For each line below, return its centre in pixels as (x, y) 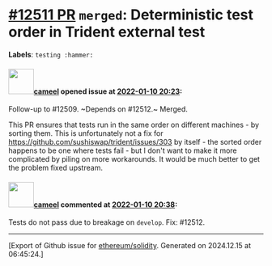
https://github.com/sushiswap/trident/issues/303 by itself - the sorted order (135, 142)
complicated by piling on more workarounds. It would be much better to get (134, 159)
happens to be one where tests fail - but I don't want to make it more (123, 150)
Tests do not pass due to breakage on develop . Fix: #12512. (107, 222)
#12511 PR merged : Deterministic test (131, 15)
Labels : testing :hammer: (51, 54)
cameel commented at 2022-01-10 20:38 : (106, 205)
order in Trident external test (107, 32)
